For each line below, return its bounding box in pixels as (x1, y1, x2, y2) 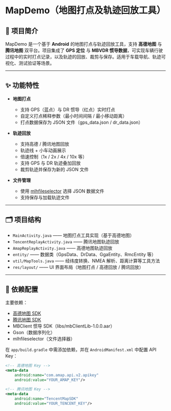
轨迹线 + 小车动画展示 (20, 147, 66, 153)
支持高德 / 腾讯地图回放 (20, 141, 70, 147)
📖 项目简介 (5, 26, 38, 35)
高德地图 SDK (12, 310, 42, 316)
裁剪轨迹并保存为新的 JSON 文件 (20, 166, 89, 172)
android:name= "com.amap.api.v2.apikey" (14, 373, 99, 378)
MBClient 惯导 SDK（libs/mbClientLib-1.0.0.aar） (12, 323, 115, 329)
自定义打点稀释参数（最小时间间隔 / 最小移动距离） (20, 113, 127, 119)
